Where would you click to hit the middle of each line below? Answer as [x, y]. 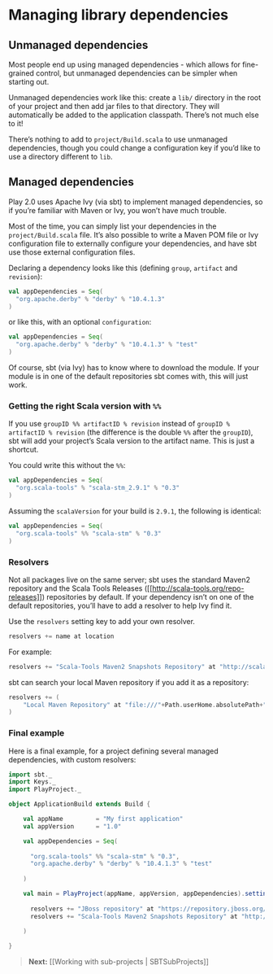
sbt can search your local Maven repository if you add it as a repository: [129, 682]
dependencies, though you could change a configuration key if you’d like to [134, 148]
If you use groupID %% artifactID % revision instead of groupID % [119, 424]
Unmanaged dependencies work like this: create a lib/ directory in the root [135, 98]
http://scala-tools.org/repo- [198, 588]
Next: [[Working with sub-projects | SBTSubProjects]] [119, 962]
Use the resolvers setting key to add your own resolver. [102, 621]
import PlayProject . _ [45, 790]
